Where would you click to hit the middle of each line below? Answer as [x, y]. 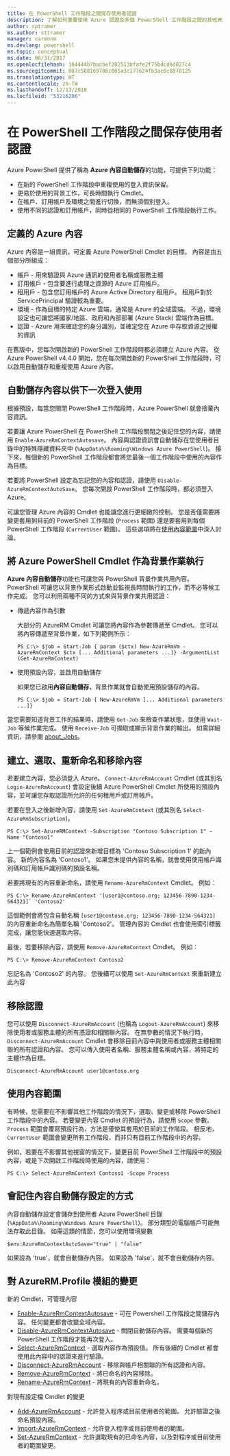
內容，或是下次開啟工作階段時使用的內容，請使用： [79, 1160]
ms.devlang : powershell [41, 45]
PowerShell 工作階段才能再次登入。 [67, 1339]
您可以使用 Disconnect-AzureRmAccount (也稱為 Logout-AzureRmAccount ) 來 [110, 1024]
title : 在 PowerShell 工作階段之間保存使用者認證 [72, 13]
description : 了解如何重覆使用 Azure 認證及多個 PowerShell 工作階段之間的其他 [112, 20]
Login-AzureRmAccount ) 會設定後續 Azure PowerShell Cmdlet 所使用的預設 [110, 787]
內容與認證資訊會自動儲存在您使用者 [162, 440]
